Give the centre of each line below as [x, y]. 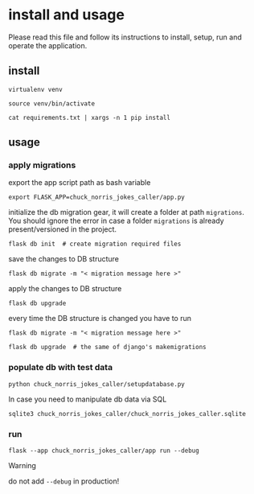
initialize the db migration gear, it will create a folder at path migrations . [127, 212]
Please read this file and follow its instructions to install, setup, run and [125, 37]
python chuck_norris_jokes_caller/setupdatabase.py [96, 384]
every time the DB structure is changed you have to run [100, 319]
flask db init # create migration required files [95, 244]
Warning [22, 466]
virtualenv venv [35, 89]
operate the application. [48, 45]
